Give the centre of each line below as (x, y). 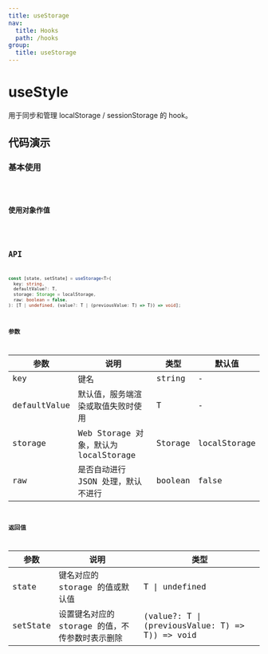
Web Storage (104, 433)
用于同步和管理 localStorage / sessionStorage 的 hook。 (100, 115)
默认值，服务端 (106, 394)
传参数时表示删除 (91, 638)
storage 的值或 (90, 587)
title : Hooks (37, 30)
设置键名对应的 (87, 615)
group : (19, 45)
